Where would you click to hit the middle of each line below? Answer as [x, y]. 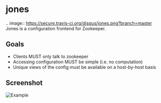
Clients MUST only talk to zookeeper [51, 56]
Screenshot [24, 83]
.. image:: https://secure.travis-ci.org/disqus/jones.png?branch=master [79, 23]
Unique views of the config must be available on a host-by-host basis [84, 67]
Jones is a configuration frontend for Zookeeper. [56, 28]
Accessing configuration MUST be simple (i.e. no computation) [78, 62]
